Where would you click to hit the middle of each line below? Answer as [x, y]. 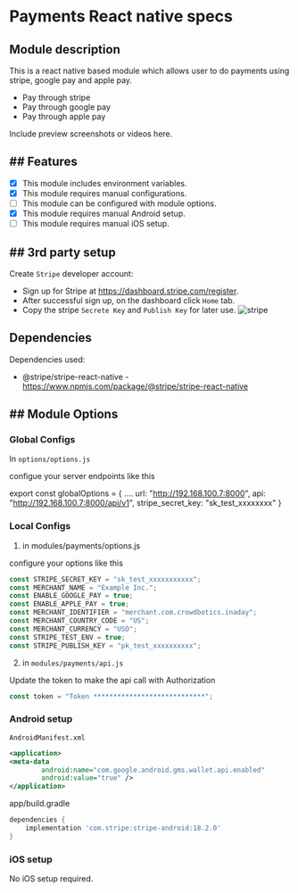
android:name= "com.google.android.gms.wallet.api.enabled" [153, 770]
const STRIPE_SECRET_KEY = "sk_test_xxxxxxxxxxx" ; [105, 579]
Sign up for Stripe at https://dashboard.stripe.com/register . [130, 291]
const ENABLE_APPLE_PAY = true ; [69, 604]
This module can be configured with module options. [119, 203]
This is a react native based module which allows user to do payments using [149, 70]
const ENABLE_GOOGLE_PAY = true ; [71, 596]
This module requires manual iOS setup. [95, 224]
